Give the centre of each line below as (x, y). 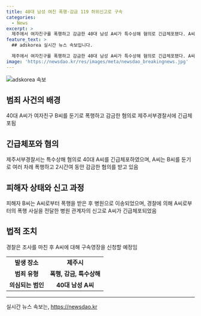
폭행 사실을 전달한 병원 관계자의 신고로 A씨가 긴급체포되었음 (87, 211)
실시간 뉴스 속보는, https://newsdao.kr (52, 306)
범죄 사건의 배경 (33, 100)
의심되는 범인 (27, 285)
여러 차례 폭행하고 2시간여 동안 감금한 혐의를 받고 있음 (75, 167)
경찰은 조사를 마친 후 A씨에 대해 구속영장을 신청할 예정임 (72, 247)
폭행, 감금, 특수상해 (75, 273)
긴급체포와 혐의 (33, 144)
